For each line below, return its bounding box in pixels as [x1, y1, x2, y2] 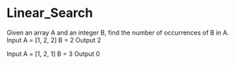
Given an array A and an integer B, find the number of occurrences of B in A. [6, 28, 230, 37]
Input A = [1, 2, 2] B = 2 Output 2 [6, 35, 102, 44]
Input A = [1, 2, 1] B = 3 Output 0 [6, 49, 100, 58]
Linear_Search [6, 5, 93, 21]
